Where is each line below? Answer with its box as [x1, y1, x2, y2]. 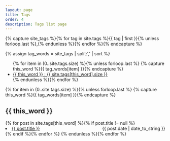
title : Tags [5, 12, 30, 17]
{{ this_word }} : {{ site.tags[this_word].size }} [12, 72, 108, 78]
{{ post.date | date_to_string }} [102, 125, 165, 132]
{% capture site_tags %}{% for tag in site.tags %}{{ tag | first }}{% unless [5, 36, 159, 42]
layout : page [5, 7, 33, 13]
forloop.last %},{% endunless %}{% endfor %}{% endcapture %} [5, 41, 143, 47]
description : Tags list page [5, 21, 67, 27]
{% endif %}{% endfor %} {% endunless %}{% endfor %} [5, 131, 127, 137]
